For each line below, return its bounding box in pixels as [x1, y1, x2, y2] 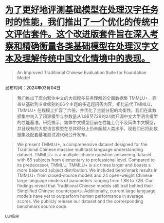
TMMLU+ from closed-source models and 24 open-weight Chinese [17, 172, 152, 178]
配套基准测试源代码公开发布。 [30, 131, 90, 137]
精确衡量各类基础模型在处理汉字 [22, 41, 150, 52]
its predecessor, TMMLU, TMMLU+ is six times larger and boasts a [17, 162, 151, 168]
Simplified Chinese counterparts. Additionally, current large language [17, 188, 156, 194]
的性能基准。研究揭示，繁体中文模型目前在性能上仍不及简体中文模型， [17, 119, 158, 125]
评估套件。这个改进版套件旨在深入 [14, 29, 150, 40]
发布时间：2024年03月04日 [5, 85, 61, 91]
